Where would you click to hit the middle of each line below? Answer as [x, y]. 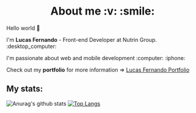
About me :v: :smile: [103, 11]
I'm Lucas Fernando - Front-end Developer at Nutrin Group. [82, 39]
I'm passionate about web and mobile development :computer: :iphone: [96, 58]
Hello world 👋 [23, 28]
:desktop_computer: [31, 46]
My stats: [25, 89]
